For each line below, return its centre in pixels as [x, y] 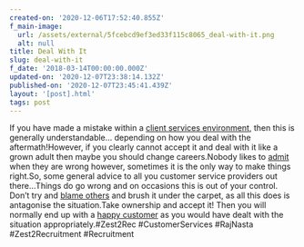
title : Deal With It [49, 52]
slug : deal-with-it [46, 60]
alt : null [36, 43]
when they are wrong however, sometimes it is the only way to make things [150, 167]
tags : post [30, 102]
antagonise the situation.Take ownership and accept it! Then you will [138, 205]
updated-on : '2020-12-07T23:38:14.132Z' [87, 77]
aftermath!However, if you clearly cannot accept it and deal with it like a [144, 147]
